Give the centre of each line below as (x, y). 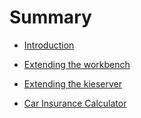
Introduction (49, 45)
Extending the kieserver (73, 83)
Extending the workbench (77, 64)
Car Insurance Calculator (75, 103)
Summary (50, 17)
